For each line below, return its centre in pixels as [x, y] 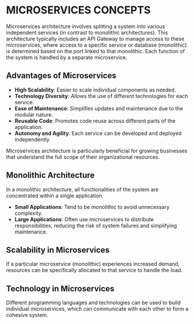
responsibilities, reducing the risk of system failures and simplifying [96, 225]
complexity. [28, 213]
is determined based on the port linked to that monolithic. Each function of [96, 51]
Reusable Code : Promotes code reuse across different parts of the [95, 121]
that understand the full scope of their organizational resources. [83, 157]
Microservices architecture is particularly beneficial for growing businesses [97, 151]
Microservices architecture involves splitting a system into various [86, 26]
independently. [32, 139]
